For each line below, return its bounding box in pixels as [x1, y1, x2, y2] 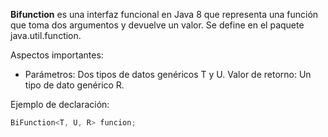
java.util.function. [10, 30, 82, 41]
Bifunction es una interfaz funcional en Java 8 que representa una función [10, 9, 319, 20]
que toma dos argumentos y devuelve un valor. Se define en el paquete [10, 19, 305, 31]
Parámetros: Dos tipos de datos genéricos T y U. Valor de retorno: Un [24, 69, 312, 80]
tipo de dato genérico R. [24, 79, 125, 91]
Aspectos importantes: [10, 49, 104, 61]
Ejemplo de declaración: [10, 99, 110, 110]
